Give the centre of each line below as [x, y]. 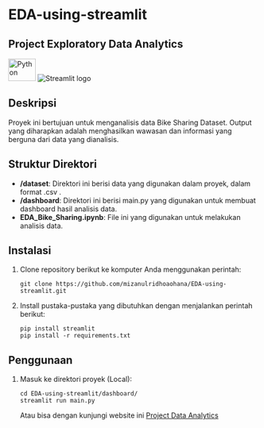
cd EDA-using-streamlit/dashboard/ [79, 394]
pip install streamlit [57, 329]
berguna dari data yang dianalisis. [64, 139]
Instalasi [30, 251]
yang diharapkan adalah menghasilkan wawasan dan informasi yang [120, 131]
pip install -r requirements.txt [75, 336]
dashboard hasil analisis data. [68, 209]
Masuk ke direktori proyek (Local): [76, 380]
